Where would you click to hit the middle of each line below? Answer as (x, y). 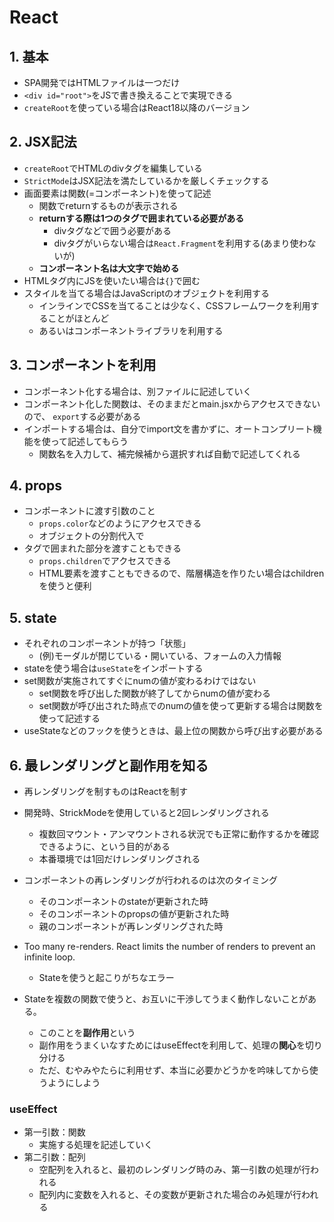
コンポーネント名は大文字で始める (109, 268)
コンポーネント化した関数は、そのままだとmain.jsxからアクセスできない (172, 403)
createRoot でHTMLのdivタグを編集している (113, 168)
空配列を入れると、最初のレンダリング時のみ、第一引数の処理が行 (174, 1170)
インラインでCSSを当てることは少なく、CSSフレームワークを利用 (174, 305)
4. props (35, 486)
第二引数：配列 (54, 1157)
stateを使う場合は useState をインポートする (113, 668)
